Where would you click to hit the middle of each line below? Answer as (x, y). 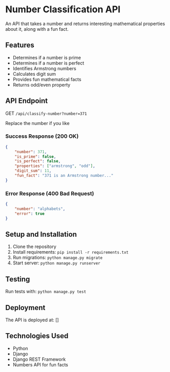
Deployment (25, 308)
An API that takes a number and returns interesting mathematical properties (85, 24)
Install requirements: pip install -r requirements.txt (71, 252)
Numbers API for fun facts (40, 364)
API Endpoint (26, 101)
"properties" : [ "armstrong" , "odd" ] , (55, 166)
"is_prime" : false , (35, 157)
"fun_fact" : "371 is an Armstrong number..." (64, 176)
